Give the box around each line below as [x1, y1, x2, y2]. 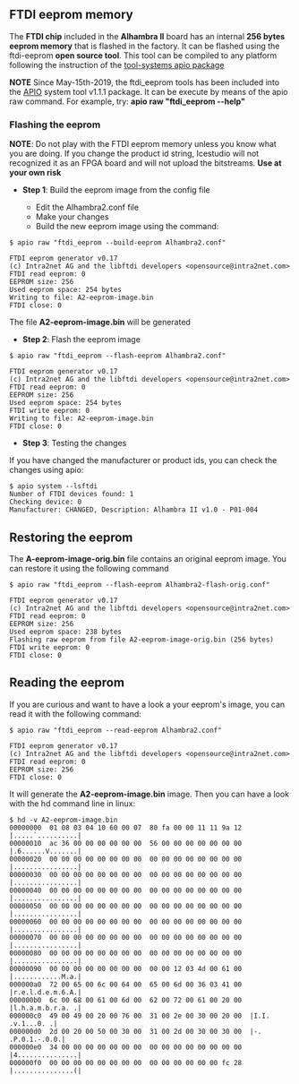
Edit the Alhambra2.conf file [35, 202, 140, 213]
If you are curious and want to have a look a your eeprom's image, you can [9, 699, 286, 710]
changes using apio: [9, 465, 84, 476]
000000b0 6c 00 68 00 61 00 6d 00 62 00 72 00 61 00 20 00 [9, 995, 243, 1004]
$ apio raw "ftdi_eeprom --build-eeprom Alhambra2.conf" [9, 238, 226, 247]
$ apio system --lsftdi [9, 482, 98, 491]
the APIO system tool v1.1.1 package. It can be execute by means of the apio [9, 86, 288, 97]
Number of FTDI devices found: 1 [9, 490, 134, 499]
